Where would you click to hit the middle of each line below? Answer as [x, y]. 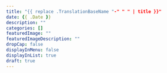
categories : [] [25, 28]
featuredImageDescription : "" [43, 39]
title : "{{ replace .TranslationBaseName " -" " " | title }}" [84, 11]
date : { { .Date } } [29, 17]
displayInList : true [31, 55]
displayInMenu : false [33, 50]
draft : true [21, 61]
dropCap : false [25, 45]
